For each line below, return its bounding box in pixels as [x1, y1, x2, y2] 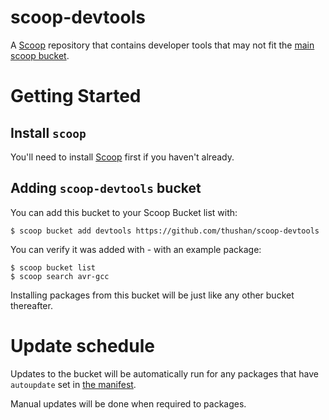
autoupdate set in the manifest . [10, 378, 137, 390]
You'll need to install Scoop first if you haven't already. [10, 151, 235, 163]
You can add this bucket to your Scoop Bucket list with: [10, 206, 238, 218]
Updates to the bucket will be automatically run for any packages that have [10, 367, 319, 380]
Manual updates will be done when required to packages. [10, 397, 247, 410]
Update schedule [10, 334, 155, 357]
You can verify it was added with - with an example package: [10, 243, 262, 255]
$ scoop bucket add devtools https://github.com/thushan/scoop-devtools [10, 226, 320, 236]
